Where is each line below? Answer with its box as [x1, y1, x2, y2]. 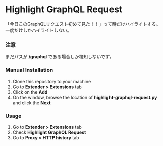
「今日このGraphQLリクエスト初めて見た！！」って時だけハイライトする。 [5, 21, 161, 27]
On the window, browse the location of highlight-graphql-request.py [12, 94, 157, 100]
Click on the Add [12, 89, 48, 95]
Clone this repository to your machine [12, 78, 91, 84]
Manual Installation [5, 67, 53, 74]
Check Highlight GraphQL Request [12, 129, 86, 135]
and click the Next [12, 100, 51, 106]
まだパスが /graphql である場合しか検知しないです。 [5, 54, 114, 60]
